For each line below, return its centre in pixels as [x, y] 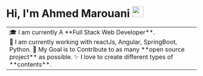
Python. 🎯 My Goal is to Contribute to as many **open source [97, 49]
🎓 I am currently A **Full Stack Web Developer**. [82, 32]
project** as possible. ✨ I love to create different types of [91, 57]
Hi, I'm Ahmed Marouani [68, 13]
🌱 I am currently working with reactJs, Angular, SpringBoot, [93, 42]
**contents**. [31, 64]
